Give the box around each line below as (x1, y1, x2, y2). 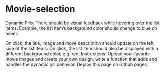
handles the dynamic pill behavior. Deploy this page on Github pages (5, 61, 147, 67)
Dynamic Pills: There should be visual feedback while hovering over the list (5, 20, 160, 26)
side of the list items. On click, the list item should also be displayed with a (5, 45, 159, 51)
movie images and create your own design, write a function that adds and (5, 56, 157, 62)
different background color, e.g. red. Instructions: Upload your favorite (5, 51, 150, 57)
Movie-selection (5, 3, 75, 15)
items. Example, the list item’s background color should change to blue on (5, 25, 157, 31)
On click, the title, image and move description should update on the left (5, 40, 154, 46)
